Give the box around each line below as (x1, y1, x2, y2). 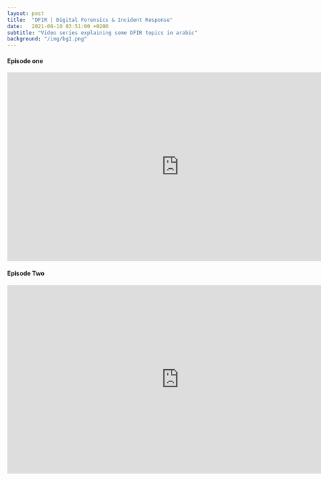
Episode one (7, 56, 43, 65)
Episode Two (7, 269, 45, 277)
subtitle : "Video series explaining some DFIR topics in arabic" (7, 29, 198, 36)
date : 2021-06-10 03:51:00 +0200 (7, 23, 109, 30)
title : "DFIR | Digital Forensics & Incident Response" (7, 16, 174, 23)
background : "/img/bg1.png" (7, 36, 88, 43)
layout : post (7, 10, 45, 17)
